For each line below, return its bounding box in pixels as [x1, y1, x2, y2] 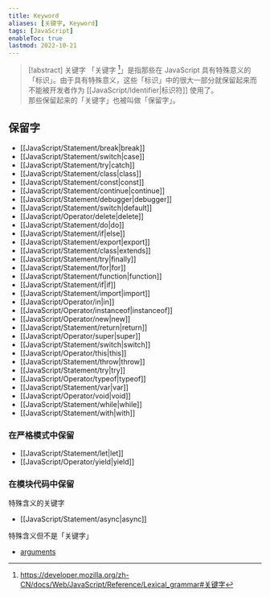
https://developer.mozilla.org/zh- [19, 570, 130, 580]
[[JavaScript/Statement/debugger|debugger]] [19, 194, 173, 204]
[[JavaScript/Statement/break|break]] [19, 142, 145, 153]
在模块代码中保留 [8, 478, 75, 489]
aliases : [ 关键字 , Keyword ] [8, 19, 99, 27]
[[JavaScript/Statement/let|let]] [19, 448, 124, 458]
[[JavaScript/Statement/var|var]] [19, 382, 129, 392]
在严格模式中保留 [8, 430, 75, 441]
